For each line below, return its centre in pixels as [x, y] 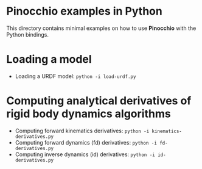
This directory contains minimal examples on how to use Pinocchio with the [101, 28]
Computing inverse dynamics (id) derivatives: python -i [85, 154]
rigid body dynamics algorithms [89, 114]
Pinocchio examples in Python [84, 11]
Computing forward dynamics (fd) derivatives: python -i [86, 142]
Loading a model [49, 59]
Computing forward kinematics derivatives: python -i [82, 131]
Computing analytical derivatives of [99, 101]
